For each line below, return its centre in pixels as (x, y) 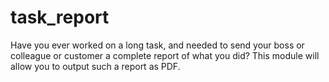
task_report (60, 17)
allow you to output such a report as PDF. (95, 66)
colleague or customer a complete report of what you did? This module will (165, 55)
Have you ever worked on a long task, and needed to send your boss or (157, 45)
